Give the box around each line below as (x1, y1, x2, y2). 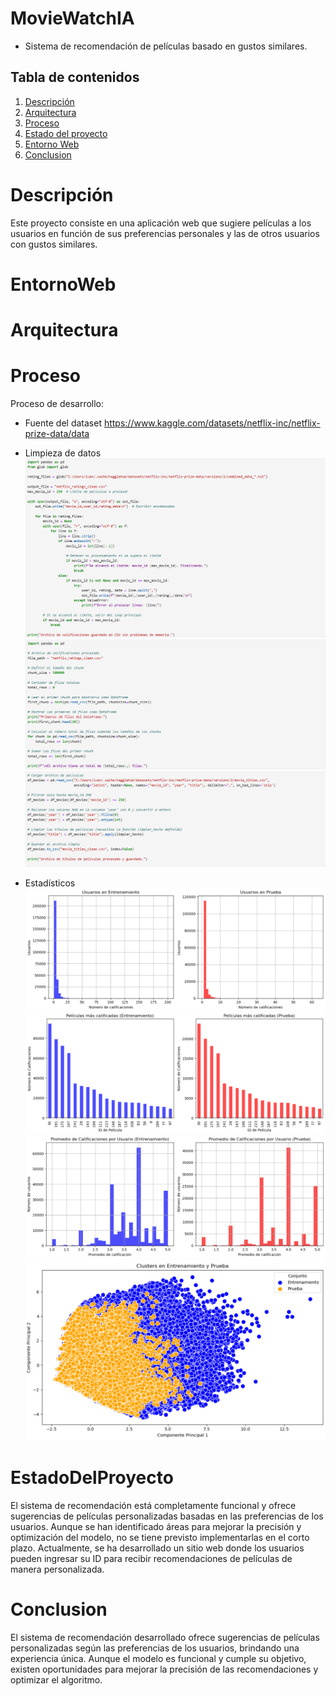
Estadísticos (24, 877, 76, 889)
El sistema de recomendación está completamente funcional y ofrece (10, 1500, 297, 1512)
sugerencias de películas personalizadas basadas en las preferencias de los (10, 1510, 324, 1522)
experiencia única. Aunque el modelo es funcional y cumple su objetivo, (10, 1652, 307, 1664)
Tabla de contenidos (10, 69, 140, 86)
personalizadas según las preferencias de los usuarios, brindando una (10, 1642, 300, 1654)
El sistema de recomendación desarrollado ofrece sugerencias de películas (10, 1631, 320, 1643)
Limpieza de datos (24, 447, 102, 459)
